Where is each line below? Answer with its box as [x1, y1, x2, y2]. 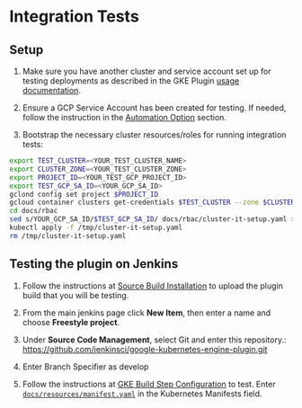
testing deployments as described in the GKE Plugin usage [22, 75, 240, 86]
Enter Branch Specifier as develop [22, 361, 149, 372]
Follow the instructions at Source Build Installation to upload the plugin [22, 280, 283, 291]
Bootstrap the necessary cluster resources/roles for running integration [22, 129, 287, 140]
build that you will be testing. [22, 289, 129, 300]
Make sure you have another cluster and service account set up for [22, 66, 271, 76]
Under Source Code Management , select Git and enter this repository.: [22, 334, 287, 345]
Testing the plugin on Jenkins [9, 256, 179, 271]
